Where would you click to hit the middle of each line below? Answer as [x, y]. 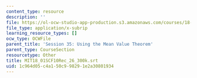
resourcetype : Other [31, 55]
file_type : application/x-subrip [47, 28]
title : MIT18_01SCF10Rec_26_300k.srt [52, 60]
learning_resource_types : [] [42, 33]
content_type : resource [35, 11]
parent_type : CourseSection [40, 50]
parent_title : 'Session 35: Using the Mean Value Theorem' [80, 45]
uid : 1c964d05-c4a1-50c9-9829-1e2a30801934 [60, 66]
